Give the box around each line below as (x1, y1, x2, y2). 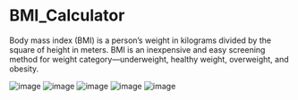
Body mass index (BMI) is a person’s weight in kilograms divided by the (9, 35, 271, 46)
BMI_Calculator (9, 5, 125, 26)
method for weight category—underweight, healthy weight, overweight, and (9, 54, 289, 64)
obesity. (9, 63, 39, 74)
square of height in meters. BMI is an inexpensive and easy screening (9, 44, 266, 54)
